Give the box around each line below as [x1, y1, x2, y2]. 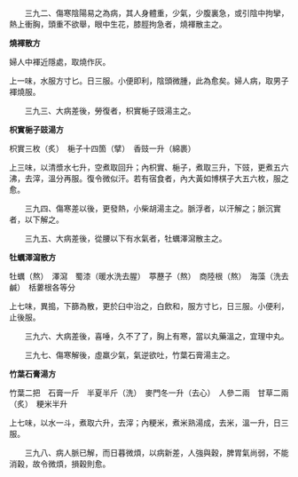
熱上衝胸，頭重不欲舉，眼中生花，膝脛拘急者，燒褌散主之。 [9, 19, 227, 29]
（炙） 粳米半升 [9, 399, 68, 409]
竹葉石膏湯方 [9, 369, 56, 379]
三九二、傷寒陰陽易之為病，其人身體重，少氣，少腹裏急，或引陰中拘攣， [24, 8, 289, 18]
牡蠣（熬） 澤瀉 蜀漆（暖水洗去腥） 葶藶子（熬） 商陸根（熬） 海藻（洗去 [9, 271, 289, 282]
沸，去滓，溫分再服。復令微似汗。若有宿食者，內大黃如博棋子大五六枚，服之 [9, 173, 289, 184]
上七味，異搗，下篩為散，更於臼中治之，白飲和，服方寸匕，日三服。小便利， [9, 301, 289, 311]
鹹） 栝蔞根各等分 [9, 282, 75, 292]
